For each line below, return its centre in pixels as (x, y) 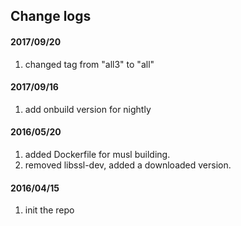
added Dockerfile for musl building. (97, 154)
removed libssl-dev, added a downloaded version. (128, 165)
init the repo (49, 210)
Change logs (51, 16)
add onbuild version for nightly (88, 109)
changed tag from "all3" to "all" (89, 64)
